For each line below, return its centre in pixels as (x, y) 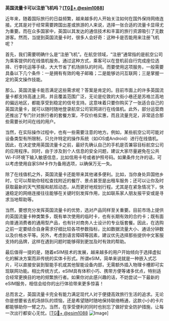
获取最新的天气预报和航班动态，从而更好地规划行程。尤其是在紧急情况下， (82, 187)
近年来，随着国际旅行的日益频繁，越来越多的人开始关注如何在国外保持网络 (82, 19)
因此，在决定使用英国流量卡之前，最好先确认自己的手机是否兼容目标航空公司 (84, 145)
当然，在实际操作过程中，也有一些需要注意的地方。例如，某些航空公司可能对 (84, 132)
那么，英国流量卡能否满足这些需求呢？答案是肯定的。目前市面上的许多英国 (82, 90)
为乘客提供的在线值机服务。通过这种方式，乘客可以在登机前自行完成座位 (80, 61)
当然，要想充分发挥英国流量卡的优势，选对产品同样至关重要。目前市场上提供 (84, 210)
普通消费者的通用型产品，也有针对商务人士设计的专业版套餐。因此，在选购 (87, 223)
